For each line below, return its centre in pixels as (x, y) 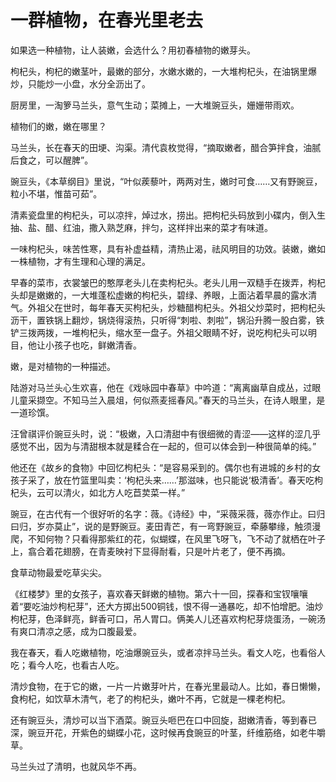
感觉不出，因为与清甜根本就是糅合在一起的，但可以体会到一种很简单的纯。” (163, 446)
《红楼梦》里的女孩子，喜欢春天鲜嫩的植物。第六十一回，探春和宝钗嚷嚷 (159, 593)
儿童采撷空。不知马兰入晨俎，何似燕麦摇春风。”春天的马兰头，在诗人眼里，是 (168, 400)
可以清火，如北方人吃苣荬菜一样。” (115, 492)
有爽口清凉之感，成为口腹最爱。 (76, 631)
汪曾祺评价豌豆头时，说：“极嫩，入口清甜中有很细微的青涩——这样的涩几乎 (166, 433)
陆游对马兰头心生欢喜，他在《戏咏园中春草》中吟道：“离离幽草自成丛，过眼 (166, 387)
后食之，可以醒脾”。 (52, 160)
